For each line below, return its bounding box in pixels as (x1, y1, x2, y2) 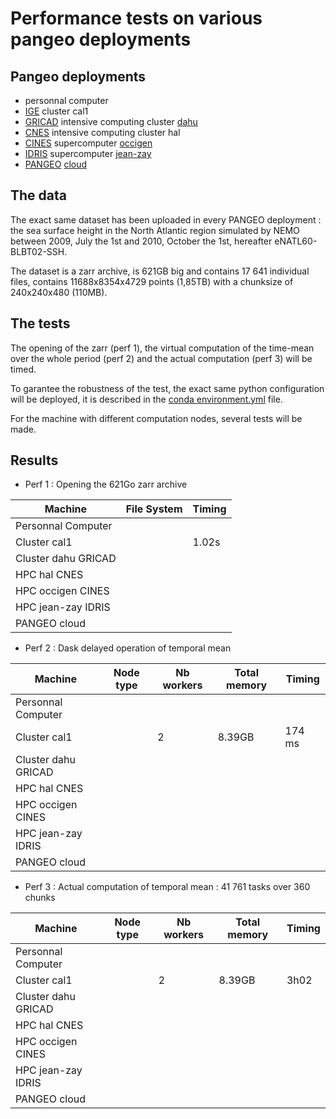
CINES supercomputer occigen (24, 137, 153, 149)
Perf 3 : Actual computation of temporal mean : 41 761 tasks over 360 (24, 881, 311, 893)
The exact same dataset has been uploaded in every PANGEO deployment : (10, 213, 322, 226)
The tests (10, 315, 71, 332)
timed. (10, 363, 37, 375)
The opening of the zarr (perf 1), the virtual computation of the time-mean (10, 342, 315, 354)
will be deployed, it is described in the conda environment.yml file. (10, 393, 283, 405)
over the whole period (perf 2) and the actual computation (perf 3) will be (10, 352, 313, 364)
